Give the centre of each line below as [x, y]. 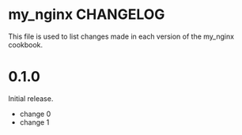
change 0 [35, 114]
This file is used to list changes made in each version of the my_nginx [121, 36]
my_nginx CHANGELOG [87, 15]
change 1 [34, 122]
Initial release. [31, 98]
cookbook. [26, 44]
